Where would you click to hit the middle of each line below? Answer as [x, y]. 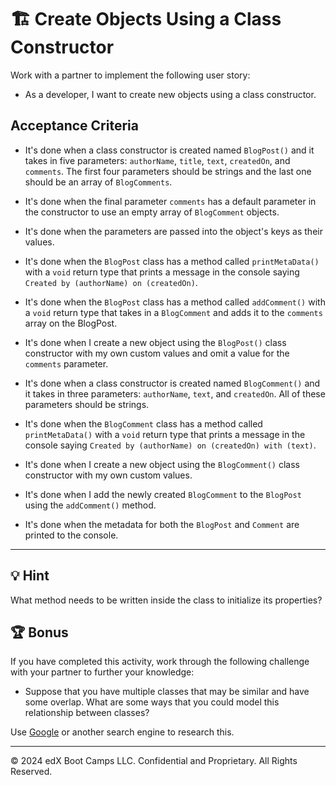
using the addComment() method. [90, 505]
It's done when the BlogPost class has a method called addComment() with [175, 302]
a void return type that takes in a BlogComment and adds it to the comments [173, 312]
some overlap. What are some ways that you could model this [152, 702]
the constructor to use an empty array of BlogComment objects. [152, 212]
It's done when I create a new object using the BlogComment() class [162, 464]
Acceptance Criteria [74, 126]
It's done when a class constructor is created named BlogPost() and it [169, 150]
